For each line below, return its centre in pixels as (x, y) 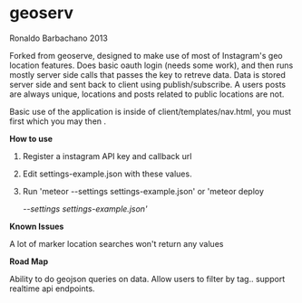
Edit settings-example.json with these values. (107, 174)
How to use (31, 138)
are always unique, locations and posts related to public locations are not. (147, 94)
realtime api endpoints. (52, 289)
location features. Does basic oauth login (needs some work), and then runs (151, 65)
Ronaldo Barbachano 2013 (59, 38)
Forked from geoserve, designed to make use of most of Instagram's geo (146, 55)
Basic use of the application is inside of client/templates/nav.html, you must (151, 111)
